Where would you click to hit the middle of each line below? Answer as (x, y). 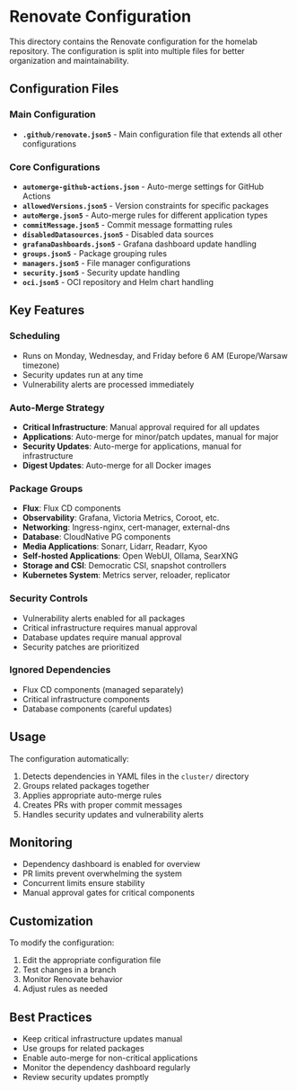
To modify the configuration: (62, 943)
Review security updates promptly (86, 1078)
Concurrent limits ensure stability (83, 883)
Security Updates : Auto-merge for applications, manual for (132, 446)
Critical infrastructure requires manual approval (109, 628)
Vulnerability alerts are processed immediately (108, 384)
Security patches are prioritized (81, 647)
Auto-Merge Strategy (57, 407)
